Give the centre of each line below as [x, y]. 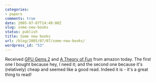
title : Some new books [28, 37]
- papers [14, 14]
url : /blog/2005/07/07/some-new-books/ [45, 41]
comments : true [20, 18]
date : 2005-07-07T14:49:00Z [33, 23]
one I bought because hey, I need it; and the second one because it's [74, 64]
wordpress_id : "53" [25, 45]
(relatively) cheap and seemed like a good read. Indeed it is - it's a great [77, 69]
